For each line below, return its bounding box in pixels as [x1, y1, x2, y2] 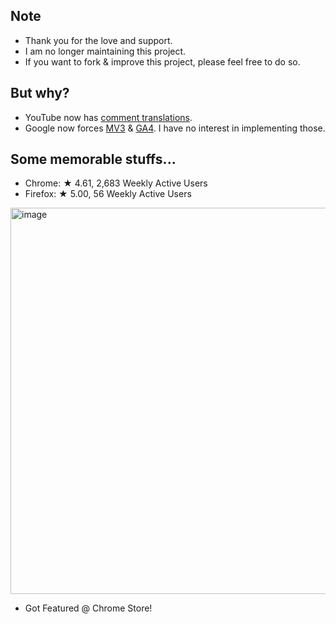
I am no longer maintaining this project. [24, 45, 187, 57]
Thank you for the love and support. [24, 34, 173, 46]
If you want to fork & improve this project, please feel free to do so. [24, 55, 301, 68]
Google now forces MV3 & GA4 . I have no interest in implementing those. [24, 122, 326, 134]
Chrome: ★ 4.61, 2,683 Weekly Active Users [24, 177, 208, 189]
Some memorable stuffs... [10, 151, 177, 168]
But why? [10, 85, 70, 102]
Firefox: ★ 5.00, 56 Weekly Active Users [24, 188, 192, 200]
